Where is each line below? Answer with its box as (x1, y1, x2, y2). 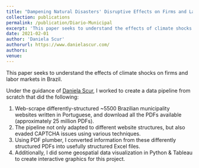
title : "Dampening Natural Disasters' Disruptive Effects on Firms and (6, 8, 187, 15)
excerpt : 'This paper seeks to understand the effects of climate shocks (6, 25, 192, 31)
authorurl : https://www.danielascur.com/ (6, 42, 110, 48)
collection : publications (6, 14, 70, 20)
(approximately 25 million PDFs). (14, 117, 95, 125)
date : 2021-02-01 (6, 31, 49, 37)
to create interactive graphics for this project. (14, 155, 126, 162)
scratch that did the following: (6, 93, 79, 100)
